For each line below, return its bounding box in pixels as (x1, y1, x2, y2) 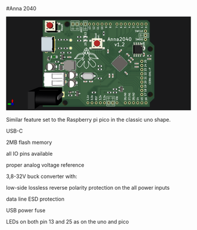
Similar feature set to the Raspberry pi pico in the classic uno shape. (6, 116, 171, 123)
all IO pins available (6, 150, 53, 157)
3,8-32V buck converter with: (6, 173, 77, 180)
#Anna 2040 (6, 5, 37, 12)
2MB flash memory (6, 139, 52, 146)
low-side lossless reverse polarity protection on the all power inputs (6, 184, 170, 191)
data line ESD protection (6, 195, 64, 202)
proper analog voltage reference (6, 161, 84, 169)
